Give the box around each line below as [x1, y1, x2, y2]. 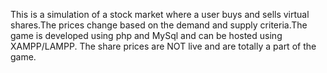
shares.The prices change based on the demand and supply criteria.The [10, 19, 308, 31]
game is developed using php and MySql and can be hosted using [10, 30, 283, 41]
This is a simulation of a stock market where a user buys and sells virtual [10, 9, 310, 20]
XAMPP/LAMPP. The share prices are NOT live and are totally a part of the [10, 40, 317, 52]
